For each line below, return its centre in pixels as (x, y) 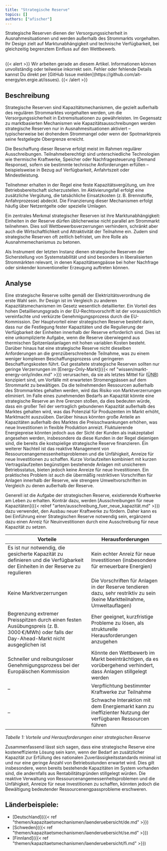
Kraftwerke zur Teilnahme (121, 692)
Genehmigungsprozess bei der (43, 665)
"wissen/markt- (132, 369)
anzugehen (104, 641)
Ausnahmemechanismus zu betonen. (43, 242)
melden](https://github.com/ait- (109, 75)
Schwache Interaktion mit (121, 700)
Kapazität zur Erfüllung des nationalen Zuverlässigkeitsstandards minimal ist (83, 757)
